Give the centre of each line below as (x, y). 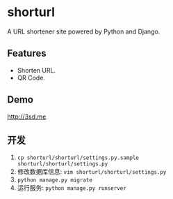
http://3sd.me (27, 117)
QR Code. (31, 78)
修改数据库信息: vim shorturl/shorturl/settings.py (92, 172)
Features (27, 53)
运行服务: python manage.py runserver (72, 188)
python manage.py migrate (55, 180)
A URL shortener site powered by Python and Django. (84, 31)
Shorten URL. (36, 70)
